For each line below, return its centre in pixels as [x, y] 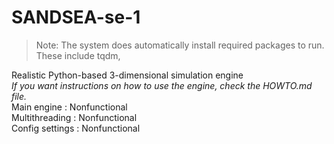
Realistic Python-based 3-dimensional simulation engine [127, 75]
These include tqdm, [78, 55]
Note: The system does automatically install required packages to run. [180, 45]
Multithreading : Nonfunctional [74, 117]
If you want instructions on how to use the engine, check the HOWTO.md [162, 85]
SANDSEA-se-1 [76, 17]
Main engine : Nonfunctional [69, 107]
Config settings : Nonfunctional [76, 128]
